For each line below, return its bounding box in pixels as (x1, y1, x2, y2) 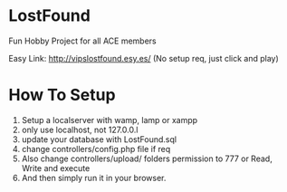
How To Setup (8, 85, 116, 105)
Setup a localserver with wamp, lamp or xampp (21, 114, 198, 125)
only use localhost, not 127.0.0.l (21, 124, 139, 135)
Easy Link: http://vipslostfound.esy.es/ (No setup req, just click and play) (8, 53, 280, 63)
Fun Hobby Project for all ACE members (8, 35, 157, 46)
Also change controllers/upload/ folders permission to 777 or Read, (21, 153, 273, 164)
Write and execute (21, 162, 91, 173)
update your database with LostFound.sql (21, 133, 177, 145)
